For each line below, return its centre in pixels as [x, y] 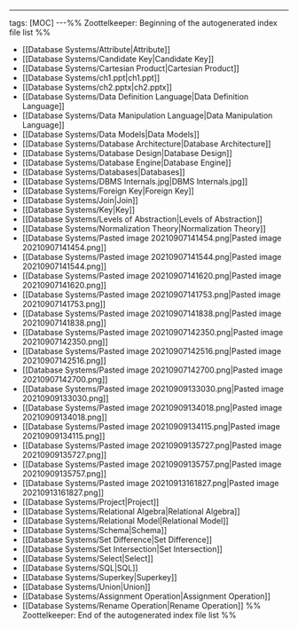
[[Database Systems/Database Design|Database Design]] [127, 153]
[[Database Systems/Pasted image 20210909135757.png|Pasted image [152, 464]
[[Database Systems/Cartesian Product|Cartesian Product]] [130, 68]
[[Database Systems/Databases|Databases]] [103, 172]
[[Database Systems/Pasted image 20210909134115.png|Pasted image [151, 426]
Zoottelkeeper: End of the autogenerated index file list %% [129, 615]
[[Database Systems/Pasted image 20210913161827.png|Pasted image [150, 483]
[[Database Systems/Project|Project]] [90, 502]
